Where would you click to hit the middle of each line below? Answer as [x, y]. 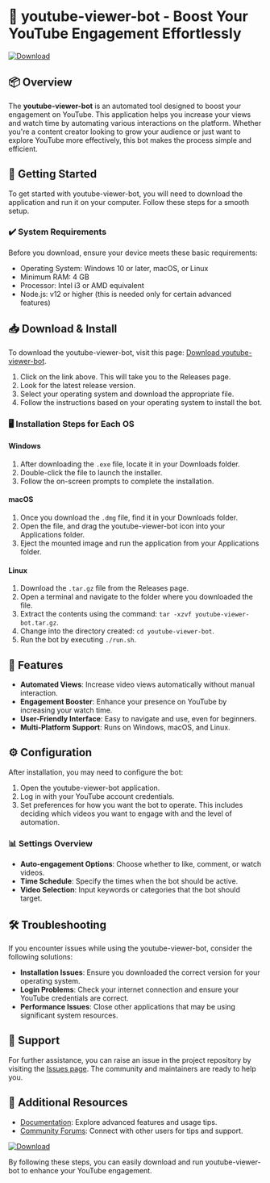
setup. [19, 211]
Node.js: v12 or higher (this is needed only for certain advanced [126, 294]
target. [31, 898]
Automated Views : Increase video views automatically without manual [137, 684]
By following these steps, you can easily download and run [106, 1162]
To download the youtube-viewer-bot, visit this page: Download [114, 352]
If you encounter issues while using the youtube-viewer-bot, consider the [130, 948]
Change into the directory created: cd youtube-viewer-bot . [117, 631]
